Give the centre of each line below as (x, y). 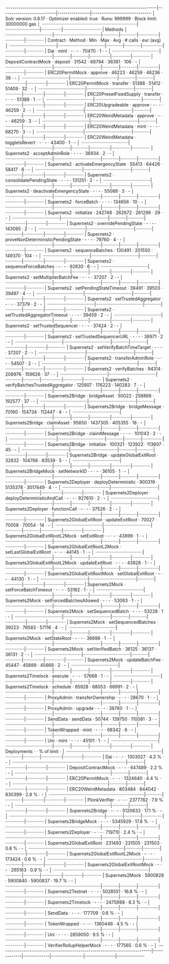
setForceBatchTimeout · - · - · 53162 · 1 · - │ (50, 590)
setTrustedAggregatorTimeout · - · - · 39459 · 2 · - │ (59, 315)
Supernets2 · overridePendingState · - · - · (113, 223)
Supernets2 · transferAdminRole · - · (125, 358)
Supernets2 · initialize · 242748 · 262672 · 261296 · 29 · (105, 212)
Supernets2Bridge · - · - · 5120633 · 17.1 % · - (116, 811)
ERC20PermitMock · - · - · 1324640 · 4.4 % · (115, 778)
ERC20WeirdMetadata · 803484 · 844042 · (114, 789)
